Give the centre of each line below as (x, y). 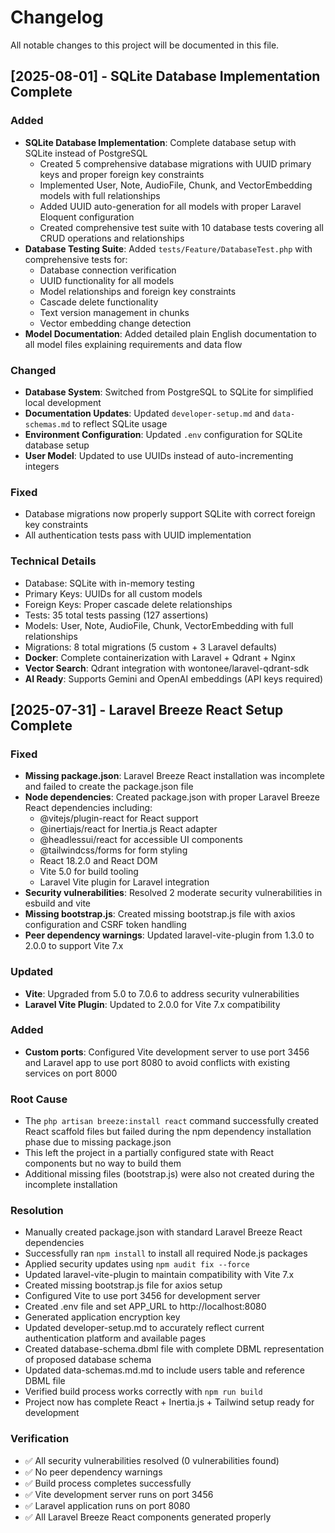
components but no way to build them (103, 1163)
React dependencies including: (88, 808)
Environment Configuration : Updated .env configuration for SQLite (163, 434)
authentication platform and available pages (115, 1338)
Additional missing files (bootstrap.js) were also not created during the (169, 1174)
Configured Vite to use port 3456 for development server (142, 1296)
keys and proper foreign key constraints (122, 174)
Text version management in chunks (114, 312)
